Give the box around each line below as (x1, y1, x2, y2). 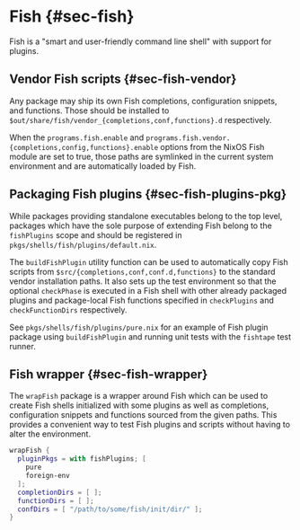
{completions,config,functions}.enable (9, 143, 159, 152)
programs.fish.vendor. (146, 133, 231, 143)
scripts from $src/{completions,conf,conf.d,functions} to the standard (9, 266, 276, 277)
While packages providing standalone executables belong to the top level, (9, 210, 283, 221)
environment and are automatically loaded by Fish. (9, 160, 197, 172)
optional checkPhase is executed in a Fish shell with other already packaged (9, 285, 287, 296)
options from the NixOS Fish (160, 141, 265, 152)
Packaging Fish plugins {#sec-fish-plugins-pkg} (9, 187, 287, 202)
